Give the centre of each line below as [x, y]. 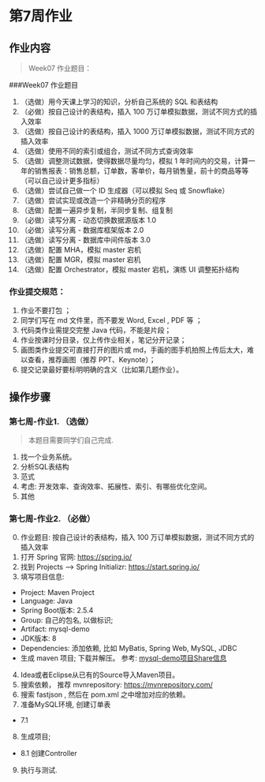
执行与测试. [39, 770]
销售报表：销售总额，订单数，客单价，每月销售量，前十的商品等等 [142, 171]
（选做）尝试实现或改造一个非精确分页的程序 [93, 200]
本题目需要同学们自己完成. [71, 440]
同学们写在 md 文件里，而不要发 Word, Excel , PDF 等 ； [111, 320]
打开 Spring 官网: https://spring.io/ [76, 557]
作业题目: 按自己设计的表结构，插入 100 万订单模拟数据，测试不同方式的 [137, 537]
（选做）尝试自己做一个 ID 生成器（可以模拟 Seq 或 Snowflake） [125, 191]
